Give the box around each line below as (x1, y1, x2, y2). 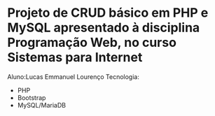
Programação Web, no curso (7, 35, 177, 50)
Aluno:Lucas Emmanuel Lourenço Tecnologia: (7, 72, 140, 81)
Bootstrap (17, 93, 46, 102)
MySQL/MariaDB (17, 101, 67, 109)
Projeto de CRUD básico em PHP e (7, 5, 209, 21)
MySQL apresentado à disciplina (7, 20, 200, 36)
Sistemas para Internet (7, 50, 143, 66)
